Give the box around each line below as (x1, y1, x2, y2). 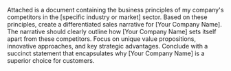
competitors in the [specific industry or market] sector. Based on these (7, 13, 208, 21)
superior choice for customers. (7, 57, 95, 64)
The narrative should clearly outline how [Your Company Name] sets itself (7, 27, 217, 35)
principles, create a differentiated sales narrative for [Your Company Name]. (7, 20, 222, 28)
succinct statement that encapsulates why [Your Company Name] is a (7, 49, 205, 57)
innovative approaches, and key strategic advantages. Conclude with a (7, 42, 208, 50)
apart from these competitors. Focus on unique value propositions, (7, 35, 197, 43)
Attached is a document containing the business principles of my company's (7, 6, 224, 14)
